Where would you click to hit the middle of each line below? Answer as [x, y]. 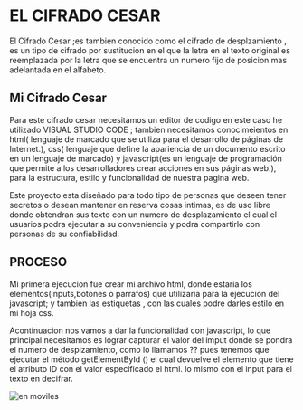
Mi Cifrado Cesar [58, 98]
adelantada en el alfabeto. [58, 70]
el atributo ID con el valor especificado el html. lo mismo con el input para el [151, 368]
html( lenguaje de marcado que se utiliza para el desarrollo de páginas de [146, 139]
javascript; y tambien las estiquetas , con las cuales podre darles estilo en [147, 303]
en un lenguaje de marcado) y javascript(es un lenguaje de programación [146, 158]
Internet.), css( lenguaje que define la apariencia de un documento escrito [147, 148]
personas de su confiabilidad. [65, 234]
